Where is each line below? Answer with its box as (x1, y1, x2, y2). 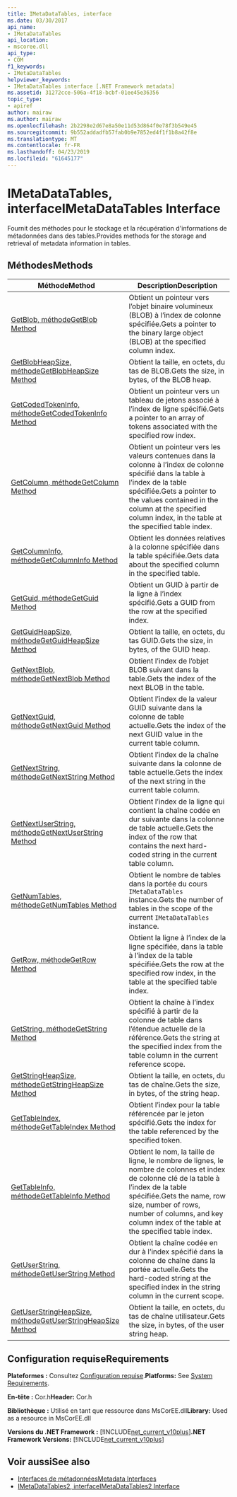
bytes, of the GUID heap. (128, 645, 210, 654)
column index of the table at (128, 1218, 221, 1227)
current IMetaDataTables (128, 912, 209, 922)
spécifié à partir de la (128, 1006, 199, 1016)
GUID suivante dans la (128, 703, 202, 712)
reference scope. (128, 1059, 186, 1069)
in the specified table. (128, 568, 200, 578)
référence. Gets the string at (128, 1032, 220, 1042)
